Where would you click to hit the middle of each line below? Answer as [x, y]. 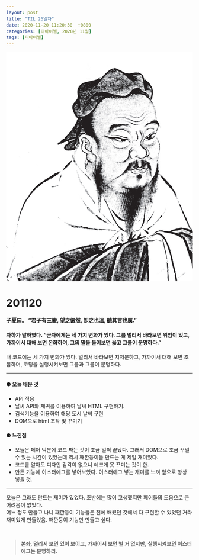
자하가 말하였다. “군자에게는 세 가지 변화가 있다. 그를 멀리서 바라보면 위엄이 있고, [98, 335]
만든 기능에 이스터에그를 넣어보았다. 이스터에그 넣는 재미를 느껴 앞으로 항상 [101, 472]
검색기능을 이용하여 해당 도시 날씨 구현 [59, 413]
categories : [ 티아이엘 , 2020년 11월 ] [49, 31]
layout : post [22, 12]
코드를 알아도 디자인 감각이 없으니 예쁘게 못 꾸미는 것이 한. [82, 465]
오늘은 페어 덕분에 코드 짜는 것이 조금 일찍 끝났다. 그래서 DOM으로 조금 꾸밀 [102, 450]
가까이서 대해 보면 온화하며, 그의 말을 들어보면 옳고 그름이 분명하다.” [84, 343]
